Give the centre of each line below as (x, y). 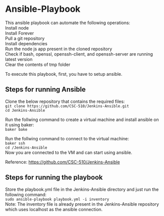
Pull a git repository (25, 38)
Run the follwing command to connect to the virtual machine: (67, 138)
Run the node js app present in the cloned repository (59, 49)
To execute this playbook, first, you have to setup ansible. (64, 74)
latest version (19, 59)
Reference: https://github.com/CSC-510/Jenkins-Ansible (62, 162)
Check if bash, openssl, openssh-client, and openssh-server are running (79, 54)
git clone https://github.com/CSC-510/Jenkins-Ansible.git (67, 106)
